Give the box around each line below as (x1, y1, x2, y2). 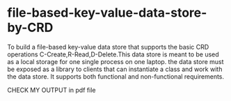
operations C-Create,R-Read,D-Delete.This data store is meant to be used (7, 50, 219, 59)
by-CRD (7, 20, 54, 36)
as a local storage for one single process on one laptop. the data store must (7, 57, 224, 65)
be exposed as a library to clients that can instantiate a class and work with (7, 65, 223, 73)
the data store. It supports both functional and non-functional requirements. (7, 72, 225, 81)
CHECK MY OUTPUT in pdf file (7, 86, 96, 94)
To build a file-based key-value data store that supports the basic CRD (7, 42, 209, 51)
